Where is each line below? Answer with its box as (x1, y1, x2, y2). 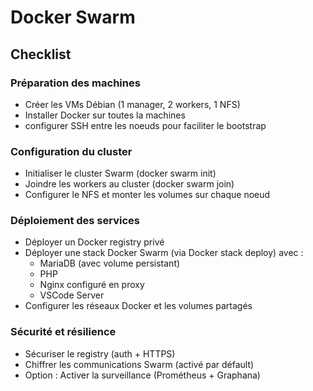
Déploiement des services (10, 214, 140, 228)
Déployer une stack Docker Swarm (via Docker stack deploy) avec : (24, 247, 304, 259)
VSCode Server (39, 289, 105, 301)
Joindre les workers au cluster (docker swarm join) (24, 178, 235, 190)
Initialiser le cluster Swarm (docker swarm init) (24, 167, 217, 180)
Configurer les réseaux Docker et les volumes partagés (24, 300, 253, 312)
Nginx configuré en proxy (39, 279, 145, 291)
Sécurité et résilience (10, 325, 117, 339)
